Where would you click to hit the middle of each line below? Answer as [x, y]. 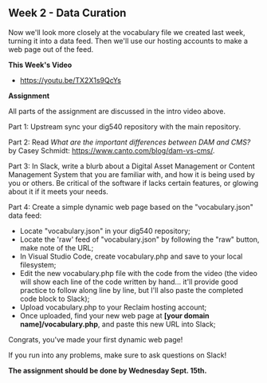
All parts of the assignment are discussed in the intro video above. [117, 111]
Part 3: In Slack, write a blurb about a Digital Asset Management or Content [132, 166]
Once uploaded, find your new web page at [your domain [114, 315]
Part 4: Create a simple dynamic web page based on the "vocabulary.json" [131, 207]
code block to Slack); [55, 298]
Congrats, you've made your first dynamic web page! [96, 339]
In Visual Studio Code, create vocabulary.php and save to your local [131, 256]
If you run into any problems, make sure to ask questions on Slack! [118, 355]
